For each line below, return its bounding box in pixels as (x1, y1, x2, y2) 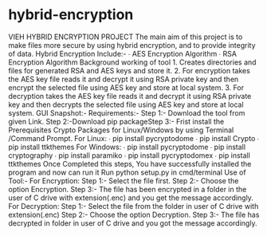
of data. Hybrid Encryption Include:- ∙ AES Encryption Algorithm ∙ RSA (8, 49, 238, 58)
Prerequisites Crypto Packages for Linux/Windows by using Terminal (8, 125, 234, 135)
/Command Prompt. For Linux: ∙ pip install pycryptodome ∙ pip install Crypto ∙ (8, 133, 260, 143)
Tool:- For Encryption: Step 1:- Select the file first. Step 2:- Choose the (8, 175, 239, 185)
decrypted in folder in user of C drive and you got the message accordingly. (8, 218, 257, 228)
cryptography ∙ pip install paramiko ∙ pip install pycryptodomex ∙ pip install (8, 150, 251, 160)
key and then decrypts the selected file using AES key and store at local (8, 100, 245, 109)
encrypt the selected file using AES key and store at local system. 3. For (8, 82, 245, 92)
